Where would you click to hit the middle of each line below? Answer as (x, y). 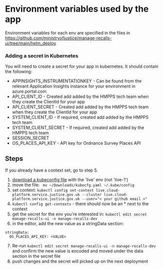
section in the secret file (36, 256)
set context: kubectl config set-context (53, 190)
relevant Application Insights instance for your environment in (74, 86)
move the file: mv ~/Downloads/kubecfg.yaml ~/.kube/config (73, 185)
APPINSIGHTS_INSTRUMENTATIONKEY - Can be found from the (77, 81)
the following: (19, 72)
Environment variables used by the (77, 9)
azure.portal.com (29, 92)
